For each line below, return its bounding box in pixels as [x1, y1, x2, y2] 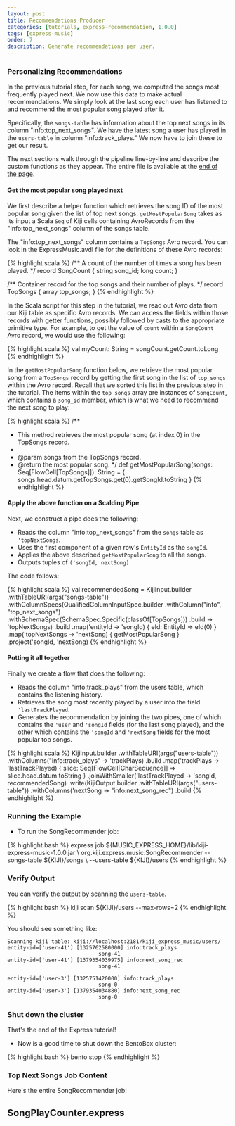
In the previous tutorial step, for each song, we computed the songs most [7, 82, 220, 91]
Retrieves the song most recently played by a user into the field [17, 697, 201, 706]
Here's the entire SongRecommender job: [7, 1087, 128, 1095]
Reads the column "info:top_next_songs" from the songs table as [17, 528, 203, 536]
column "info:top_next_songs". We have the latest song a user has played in [7, 126, 227, 134]
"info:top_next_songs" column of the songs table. [7, 224, 150, 232]
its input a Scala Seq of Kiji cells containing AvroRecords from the [7, 216, 195, 225]
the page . [7, 170, 35, 178]
